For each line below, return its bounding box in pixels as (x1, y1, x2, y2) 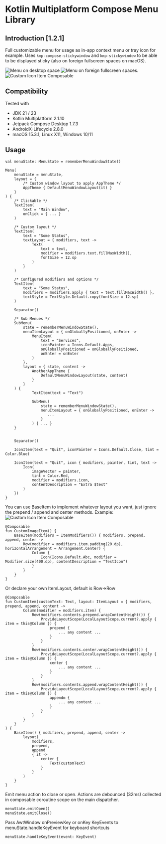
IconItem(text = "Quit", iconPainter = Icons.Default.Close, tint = (14, 447, 159, 452)
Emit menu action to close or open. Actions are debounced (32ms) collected (5, 791, 162, 797)
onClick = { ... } (23, 211, 61, 216)
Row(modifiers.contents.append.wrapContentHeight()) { (31, 682, 148, 687)
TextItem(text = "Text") (31, 390, 83, 395)
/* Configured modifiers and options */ (14, 277, 99, 282)
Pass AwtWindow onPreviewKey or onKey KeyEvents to (5, 819, 118, 825)
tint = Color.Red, (31, 473, 70, 478)
